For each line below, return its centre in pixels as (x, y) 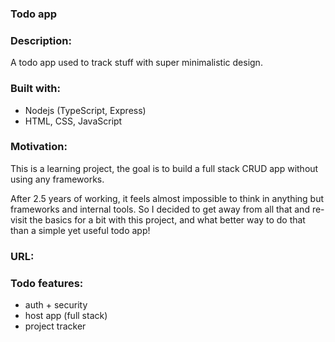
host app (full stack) (66, 316)
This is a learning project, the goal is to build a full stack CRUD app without (164, 168)
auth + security (56, 305)
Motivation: (39, 147)
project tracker (55, 326)
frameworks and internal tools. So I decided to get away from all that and (160, 209)
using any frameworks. (57, 179)
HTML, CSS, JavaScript (73, 121)
